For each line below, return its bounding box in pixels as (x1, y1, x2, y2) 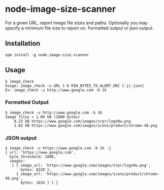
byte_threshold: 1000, (9, 154, 56, 159)
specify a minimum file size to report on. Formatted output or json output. (5, 25, 154, 31)
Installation (5, 39, 40, 48)
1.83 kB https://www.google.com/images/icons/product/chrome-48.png (14, 123, 158, 128)
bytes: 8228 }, (20, 167, 52, 172)
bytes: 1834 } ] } (20, 180, 58, 186)
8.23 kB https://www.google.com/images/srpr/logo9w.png (14, 118, 131, 124)
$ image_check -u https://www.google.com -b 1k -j (5, 146, 111, 151)
